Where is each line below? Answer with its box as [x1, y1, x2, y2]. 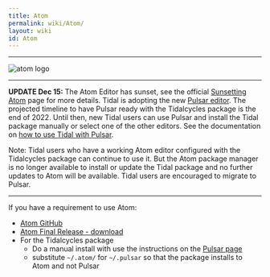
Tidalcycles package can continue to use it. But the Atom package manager [8, 154, 259, 163]
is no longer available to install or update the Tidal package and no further [8, 163, 253, 172]
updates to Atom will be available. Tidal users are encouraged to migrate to [8, 171, 257, 181]
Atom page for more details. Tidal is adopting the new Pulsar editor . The [8, 96, 247, 105]
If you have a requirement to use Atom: [8, 203, 137, 213]
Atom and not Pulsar [31, 261, 100, 271]
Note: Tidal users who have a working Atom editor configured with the [8, 146, 241, 155]
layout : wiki [8, 27, 52, 35]
